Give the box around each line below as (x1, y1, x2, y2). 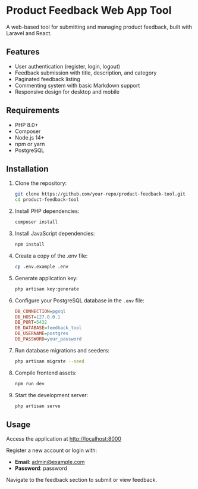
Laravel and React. (6, 29, 52, 36)
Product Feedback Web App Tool (6, 4, 172, 17)
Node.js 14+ (14, 134, 45, 141)
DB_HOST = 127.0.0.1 (14, 314, 61, 320)
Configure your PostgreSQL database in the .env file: (14, 296, 144, 304)
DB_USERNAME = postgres (14, 330, 68, 337)
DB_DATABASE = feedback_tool (14, 325, 82, 331)
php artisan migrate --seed (14, 358, 84, 364)
